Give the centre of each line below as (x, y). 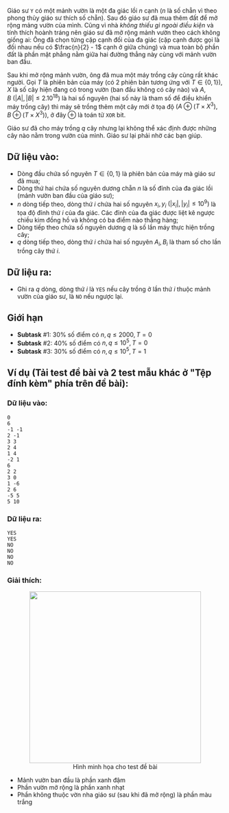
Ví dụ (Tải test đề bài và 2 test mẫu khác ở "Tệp (109, 373)
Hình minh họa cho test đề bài (115, 767)
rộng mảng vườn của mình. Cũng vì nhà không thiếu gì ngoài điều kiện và (110, 25)
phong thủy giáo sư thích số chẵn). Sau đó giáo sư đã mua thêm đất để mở (112, 18)
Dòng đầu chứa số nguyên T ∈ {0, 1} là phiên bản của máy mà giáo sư (116, 173)
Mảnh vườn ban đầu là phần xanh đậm (71, 780)
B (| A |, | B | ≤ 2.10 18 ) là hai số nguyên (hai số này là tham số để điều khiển (109, 98)
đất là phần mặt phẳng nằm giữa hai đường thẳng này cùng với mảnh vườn (112, 54)
